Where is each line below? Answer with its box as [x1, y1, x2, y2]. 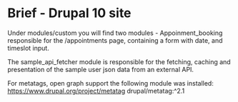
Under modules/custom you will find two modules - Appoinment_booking [7, 29, 223, 37]
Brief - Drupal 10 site [7, 5, 132, 21]
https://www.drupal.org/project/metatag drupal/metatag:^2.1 [7, 86, 185, 95]
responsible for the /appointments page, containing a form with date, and [7, 36, 223, 44]
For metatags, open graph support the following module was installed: [7, 78, 214, 87]
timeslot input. [7, 44, 50, 52]
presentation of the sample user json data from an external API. [7, 65, 194, 73]
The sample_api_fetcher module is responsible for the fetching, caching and [7, 57, 231, 66]
